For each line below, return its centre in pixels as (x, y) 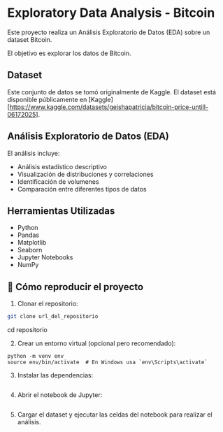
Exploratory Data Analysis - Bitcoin (111, 13)
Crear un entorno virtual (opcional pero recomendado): (96, 343)
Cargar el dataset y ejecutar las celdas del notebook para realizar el (115, 415)
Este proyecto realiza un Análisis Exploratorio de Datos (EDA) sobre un (109, 32)
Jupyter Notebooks (45, 257)
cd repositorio (27, 330)
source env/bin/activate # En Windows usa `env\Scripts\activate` (108, 362)
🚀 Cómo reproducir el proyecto (75, 287)
